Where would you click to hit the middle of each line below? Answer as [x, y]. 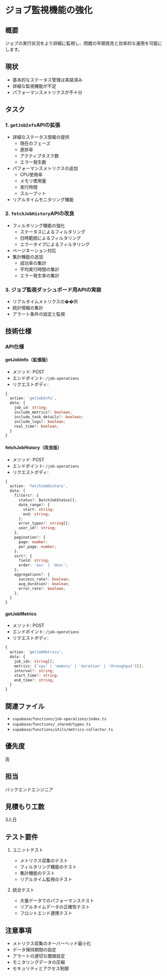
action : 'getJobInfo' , [33, 398]
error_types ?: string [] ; [44, 523]
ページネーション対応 [34, 250]
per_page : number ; [37, 547]
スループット [33, 193]
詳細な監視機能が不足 [34, 86]
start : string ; [39, 509]
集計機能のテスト [37, 873]
